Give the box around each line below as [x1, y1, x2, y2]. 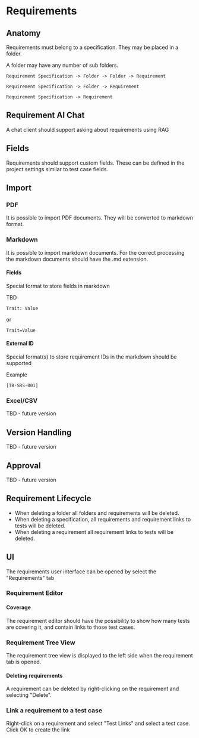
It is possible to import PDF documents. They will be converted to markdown [6, 214, 194, 221]
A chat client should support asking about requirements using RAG [6, 126, 169, 133]
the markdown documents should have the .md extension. [6, 255, 149, 263]
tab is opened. [6, 658, 42, 665]
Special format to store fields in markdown [6, 282, 110, 289]
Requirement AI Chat [6, 110, 85, 121]
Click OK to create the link [6, 726, 70, 733]
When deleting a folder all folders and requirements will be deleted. [14, 509, 179, 517]
